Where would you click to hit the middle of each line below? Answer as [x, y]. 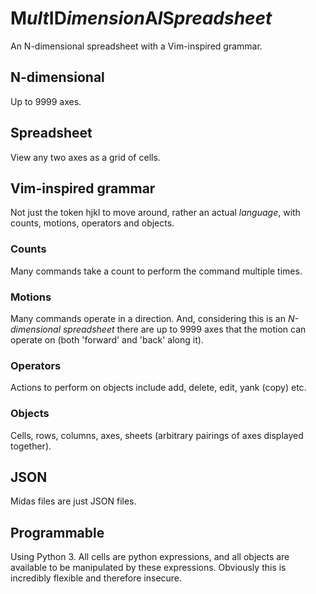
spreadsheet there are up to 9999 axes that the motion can [184, 329]
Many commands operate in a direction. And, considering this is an [148, 318]
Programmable [57, 532]
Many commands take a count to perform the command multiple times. [156, 271]
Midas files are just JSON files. [73, 501]
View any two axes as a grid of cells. [85, 157]
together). [31, 446]
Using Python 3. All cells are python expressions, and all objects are [150, 557]
